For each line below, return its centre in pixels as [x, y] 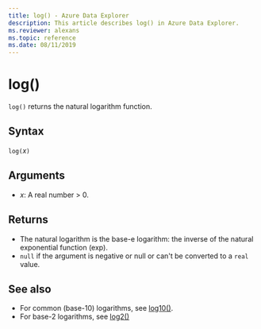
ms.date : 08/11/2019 [42, 45]
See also [30, 289]
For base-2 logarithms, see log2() [74, 317]
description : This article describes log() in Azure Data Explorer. [124, 23]
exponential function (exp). [64, 247]
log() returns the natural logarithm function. [80, 106]
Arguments [37, 176]
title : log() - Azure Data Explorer [69, 15]
